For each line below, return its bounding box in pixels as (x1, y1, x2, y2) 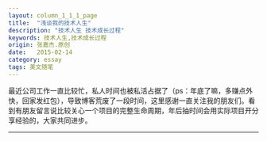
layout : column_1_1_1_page (8, 11, 98, 20)
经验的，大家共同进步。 (14, 116, 92, 125)
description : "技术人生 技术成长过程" (8, 26, 125, 34)
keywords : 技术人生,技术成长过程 (8, 33, 107, 42)
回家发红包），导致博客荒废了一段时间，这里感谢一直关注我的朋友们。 (21, 96, 249, 105)
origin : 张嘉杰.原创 (8, 41, 70, 49)
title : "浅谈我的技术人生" (8, 19, 91, 27)
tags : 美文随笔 (8, 63, 54, 71)
